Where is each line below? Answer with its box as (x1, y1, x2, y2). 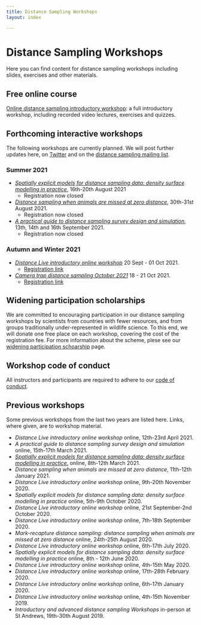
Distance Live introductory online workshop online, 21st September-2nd (14, 504, 193, 511)
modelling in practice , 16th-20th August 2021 (14, 186, 126, 193)
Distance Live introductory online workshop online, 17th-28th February (14, 567, 190, 575)
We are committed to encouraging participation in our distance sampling (6, 311, 184, 318)
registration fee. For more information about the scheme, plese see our (6, 337, 181, 344)
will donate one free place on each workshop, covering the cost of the (6, 330, 179, 337)
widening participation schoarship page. (6, 343, 106, 351)
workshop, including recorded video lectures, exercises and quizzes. (6, 111, 176, 119)
